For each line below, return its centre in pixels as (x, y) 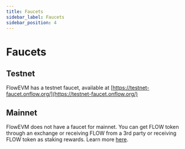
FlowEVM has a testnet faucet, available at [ (60, 88)
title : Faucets (25, 12)
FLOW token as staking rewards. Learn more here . (67, 140)
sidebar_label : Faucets (35, 17)
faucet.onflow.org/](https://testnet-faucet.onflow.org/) (72, 94)
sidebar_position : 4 (32, 22)
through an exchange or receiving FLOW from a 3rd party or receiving (91, 133)
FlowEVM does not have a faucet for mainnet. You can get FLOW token (92, 127)
